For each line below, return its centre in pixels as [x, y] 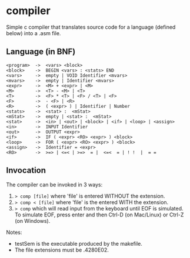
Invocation [26, 170]
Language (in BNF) [41, 52]
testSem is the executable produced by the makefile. [78, 243]
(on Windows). [32, 220]
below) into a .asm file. [34, 33]
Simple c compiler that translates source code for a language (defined [91, 27]
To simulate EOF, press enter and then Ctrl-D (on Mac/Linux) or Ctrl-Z [99, 215]
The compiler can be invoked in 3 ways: [54, 184]
